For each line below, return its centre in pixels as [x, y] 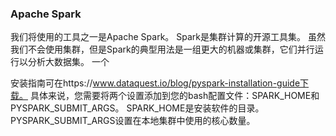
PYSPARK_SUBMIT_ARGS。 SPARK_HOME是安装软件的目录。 [137, 108]
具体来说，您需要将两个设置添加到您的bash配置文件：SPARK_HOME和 [174, 96]
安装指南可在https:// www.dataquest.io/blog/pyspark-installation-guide [155, 83]
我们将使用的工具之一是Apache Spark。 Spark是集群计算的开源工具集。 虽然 [168, 37]
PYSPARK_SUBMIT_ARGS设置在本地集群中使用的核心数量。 [133, 121]
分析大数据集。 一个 [68, 62]
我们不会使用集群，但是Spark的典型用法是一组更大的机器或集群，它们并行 [162, 49]
